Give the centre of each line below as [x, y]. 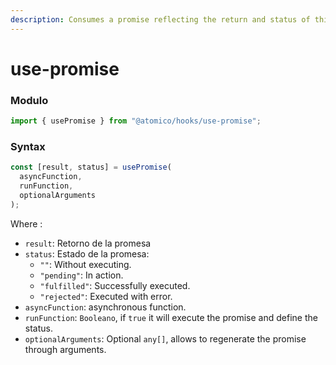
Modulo [29, 100]
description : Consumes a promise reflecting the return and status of [160, 19]
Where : [26, 223]
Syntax [28, 146]
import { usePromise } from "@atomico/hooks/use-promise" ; [136, 121]
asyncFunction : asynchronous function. [105, 307]
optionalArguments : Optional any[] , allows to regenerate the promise [165, 338]
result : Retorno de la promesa [88, 243]
